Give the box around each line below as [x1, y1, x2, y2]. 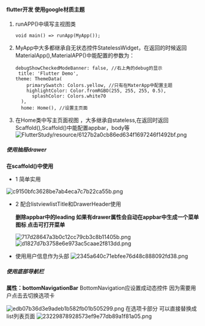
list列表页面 [6, 313, 35, 320]
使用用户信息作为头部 [15, 252, 69, 260]
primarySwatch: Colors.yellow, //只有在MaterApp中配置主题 [26, 83, 173, 89]
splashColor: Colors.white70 [31, 93, 106, 99]
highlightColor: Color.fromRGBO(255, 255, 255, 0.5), [26, 88, 166, 94]
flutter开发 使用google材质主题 [6, 6, 85, 13]
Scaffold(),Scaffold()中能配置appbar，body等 [15, 124, 130, 132]
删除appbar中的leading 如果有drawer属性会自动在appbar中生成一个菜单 [15, 213, 199, 221]
